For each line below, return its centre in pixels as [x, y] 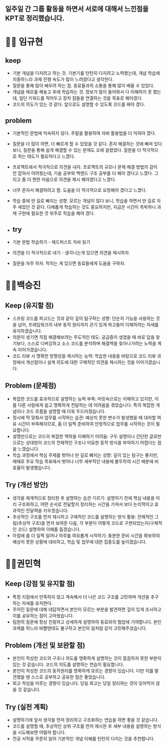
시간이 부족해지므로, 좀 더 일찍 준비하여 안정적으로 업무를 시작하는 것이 [86, 424]
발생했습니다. [38, 468]
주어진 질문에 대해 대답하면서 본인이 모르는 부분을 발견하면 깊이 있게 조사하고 [87, 609]
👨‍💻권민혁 [23, 564]
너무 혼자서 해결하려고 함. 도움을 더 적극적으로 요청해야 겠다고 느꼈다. [80, 190]
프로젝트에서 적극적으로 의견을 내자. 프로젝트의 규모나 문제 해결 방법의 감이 [85, 167]
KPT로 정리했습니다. [35, 18]
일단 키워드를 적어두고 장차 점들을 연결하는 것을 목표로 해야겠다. [81, 98]
